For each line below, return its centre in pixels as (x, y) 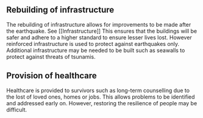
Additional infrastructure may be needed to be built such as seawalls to (96, 50)
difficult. (17, 110)
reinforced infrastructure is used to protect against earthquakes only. (93, 44)
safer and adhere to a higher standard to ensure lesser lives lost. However (99, 37)
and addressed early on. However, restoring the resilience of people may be (102, 103)
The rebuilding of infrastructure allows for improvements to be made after (99, 24)
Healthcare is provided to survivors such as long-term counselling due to (98, 90)
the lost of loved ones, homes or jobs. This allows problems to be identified (101, 97)
